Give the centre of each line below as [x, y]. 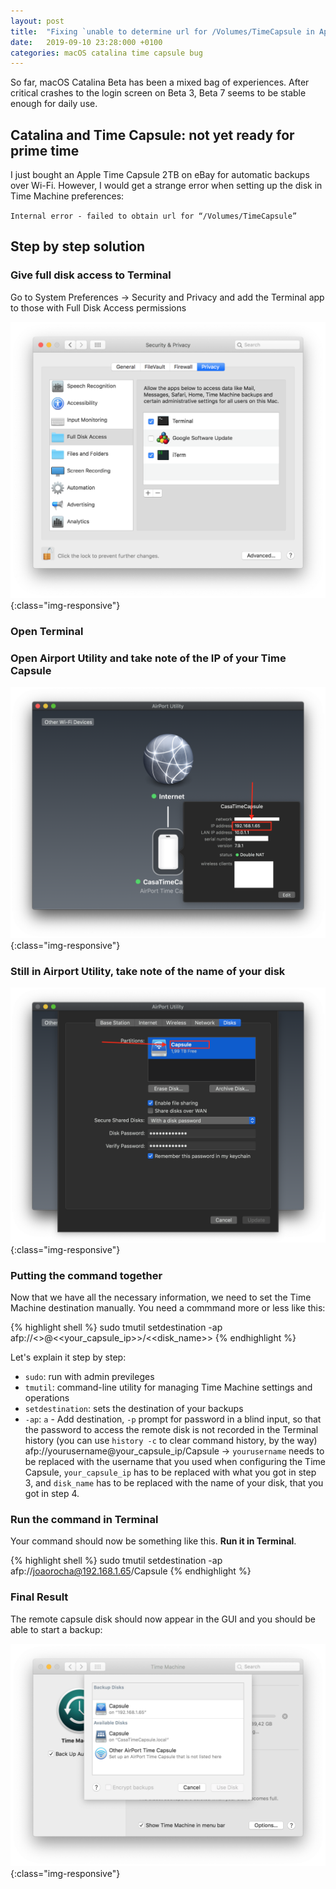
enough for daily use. [54, 104]
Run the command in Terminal [84, 1520]
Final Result [39, 1597]
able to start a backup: [56, 1629]
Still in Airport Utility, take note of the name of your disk [148, 971]
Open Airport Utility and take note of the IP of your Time [148, 658]
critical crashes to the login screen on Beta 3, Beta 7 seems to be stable [158, 93]
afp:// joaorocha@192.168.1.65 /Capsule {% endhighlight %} [131, 1571]
